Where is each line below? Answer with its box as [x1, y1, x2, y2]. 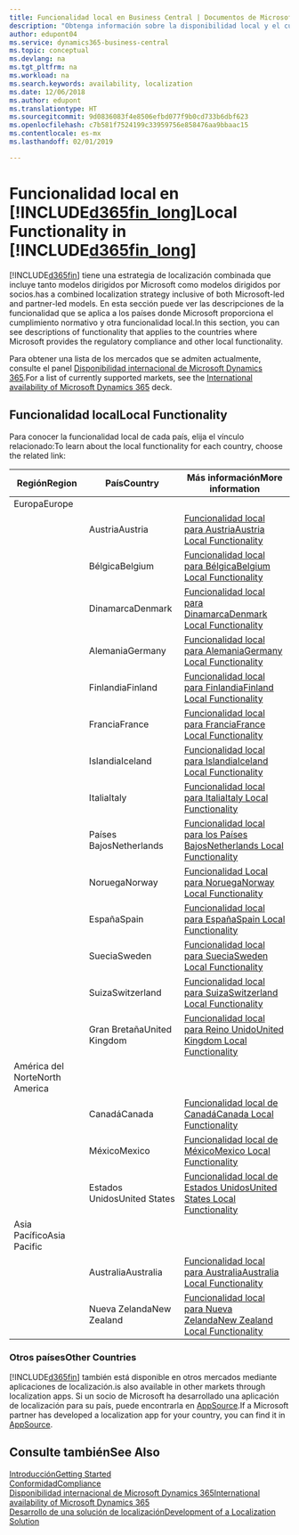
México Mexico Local [183, 1144, 271, 1156]
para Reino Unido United [183, 1023, 285, 1035]
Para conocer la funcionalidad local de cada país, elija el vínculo [9, 431, 245, 442]
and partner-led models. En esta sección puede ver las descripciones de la [9, 298, 285, 308]
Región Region [16, 477, 77, 489]
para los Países [183, 828, 248, 840]
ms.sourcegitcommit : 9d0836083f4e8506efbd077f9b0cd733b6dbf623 [9, 112, 249, 121]
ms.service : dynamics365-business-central [9, 37, 169, 47]
